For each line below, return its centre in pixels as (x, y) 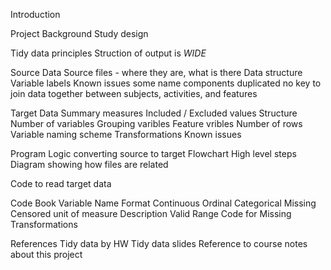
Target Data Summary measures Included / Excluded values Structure (154, 113)
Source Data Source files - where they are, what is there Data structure (156, 72)
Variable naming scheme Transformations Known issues (126, 134)
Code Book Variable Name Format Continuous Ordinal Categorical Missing (163, 203)
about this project (46, 254)
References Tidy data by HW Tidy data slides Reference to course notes (159, 243)
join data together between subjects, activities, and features (134, 93)
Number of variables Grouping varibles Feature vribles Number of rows (156, 123)
